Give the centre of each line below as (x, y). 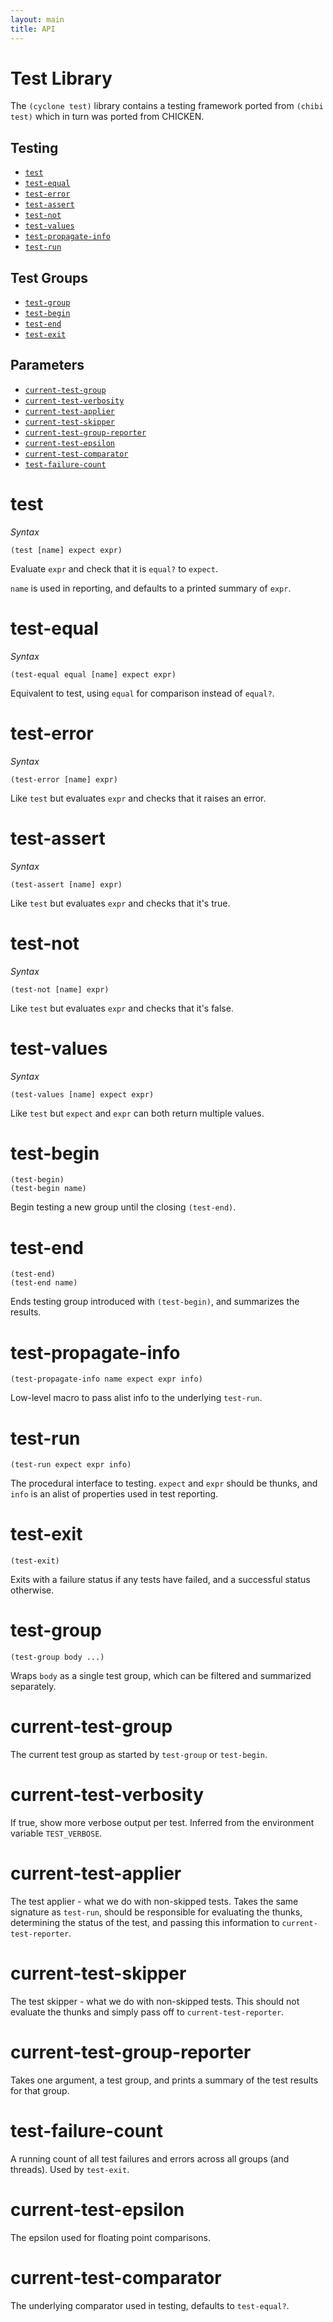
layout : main (37, 19)
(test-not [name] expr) (60, 989)
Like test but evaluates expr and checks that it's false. (122, 1008)
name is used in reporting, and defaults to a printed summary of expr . (151, 588)
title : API (33, 29)
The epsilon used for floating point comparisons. (111, 2237)
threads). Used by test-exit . (70, 2169)
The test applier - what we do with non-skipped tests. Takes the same (154, 1901)
